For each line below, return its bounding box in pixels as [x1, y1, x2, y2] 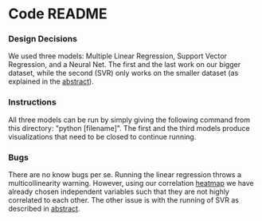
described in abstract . [8, 204, 80, 214]
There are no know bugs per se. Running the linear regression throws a [8, 170, 241, 180]
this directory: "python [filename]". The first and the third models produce [8, 123, 251, 132]
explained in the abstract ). [8, 77, 94, 86]
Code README [8, 5, 108, 23]
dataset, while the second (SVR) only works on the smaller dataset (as [8, 69, 239, 78]
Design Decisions [8, 34, 78, 45]
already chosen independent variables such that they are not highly [8, 187, 229, 196]
